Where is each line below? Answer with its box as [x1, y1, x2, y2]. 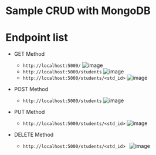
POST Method [13, 86, 48, 93]
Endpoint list [5, 31, 68, 45]
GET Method [13, 50, 45, 58]
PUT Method [13, 109, 45, 116]
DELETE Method [13, 131, 54, 139]
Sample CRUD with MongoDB [5, 4, 151, 18]
